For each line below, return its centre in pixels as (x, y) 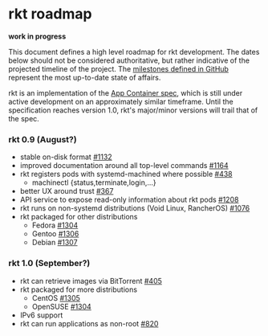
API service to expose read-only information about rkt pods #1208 (129, 200)
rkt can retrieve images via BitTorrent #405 (91, 281)
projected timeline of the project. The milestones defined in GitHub (118, 68)
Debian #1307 (55, 243)
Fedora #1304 (55, 225)
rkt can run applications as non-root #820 (89, 323)
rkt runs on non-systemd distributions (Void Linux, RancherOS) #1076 (135, 208)
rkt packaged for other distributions (79, 217)
